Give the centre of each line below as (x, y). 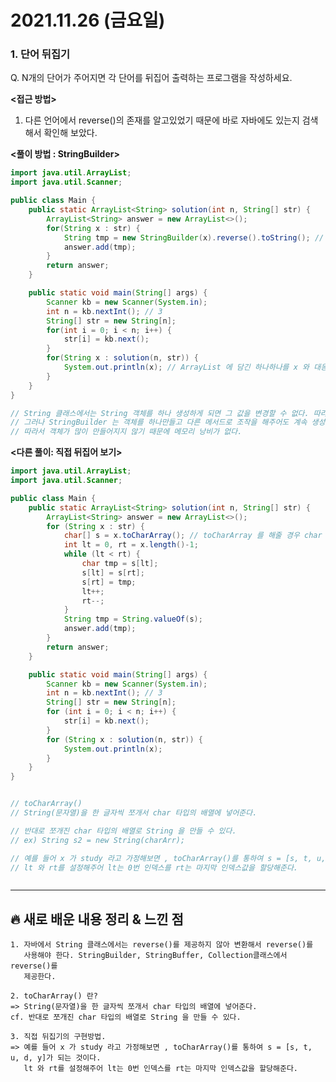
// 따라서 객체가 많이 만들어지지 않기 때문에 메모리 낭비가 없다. (126, 432)
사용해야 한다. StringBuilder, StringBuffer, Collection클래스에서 (155, 956)
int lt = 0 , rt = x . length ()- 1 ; (131, 545)
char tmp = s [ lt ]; (120, 564)
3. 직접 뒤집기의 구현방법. (58, 1037)
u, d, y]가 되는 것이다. (56, 1058)
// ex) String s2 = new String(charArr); (98, 840)
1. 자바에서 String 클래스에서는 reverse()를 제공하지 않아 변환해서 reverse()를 (162, 945)
